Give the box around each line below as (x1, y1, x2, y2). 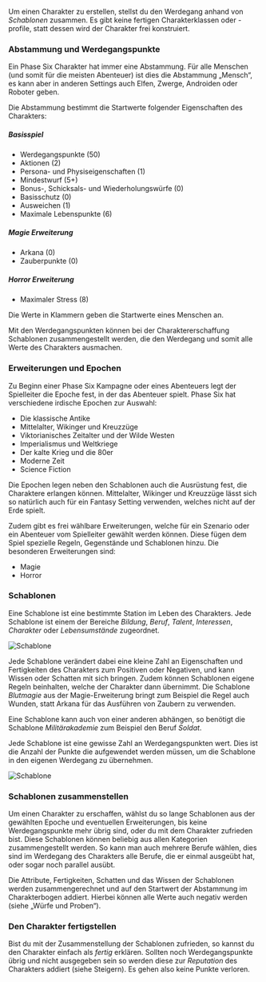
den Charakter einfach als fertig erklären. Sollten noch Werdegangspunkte (8, 948, 253, 957)
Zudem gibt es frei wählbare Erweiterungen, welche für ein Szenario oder (8, 521, 250, 530)
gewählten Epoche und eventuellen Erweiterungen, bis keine (8, 817, 208, 827)
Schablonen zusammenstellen (8, 791, 129, 802)
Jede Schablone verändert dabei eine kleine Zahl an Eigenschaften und (8, 656, 244, 666)
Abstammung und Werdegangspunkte (8, 43, 161, 54)
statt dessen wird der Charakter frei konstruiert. (33, 24, 190, 33)
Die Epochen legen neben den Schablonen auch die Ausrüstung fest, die (8, 480, 248, 489)
